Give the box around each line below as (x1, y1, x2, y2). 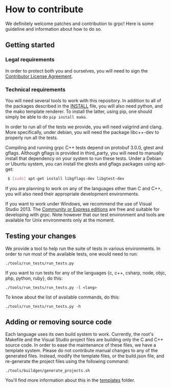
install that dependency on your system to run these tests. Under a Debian (5, 155, 162, 162)
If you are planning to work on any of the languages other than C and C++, (5, 185, 162, 191)
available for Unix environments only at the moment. (5, 217, 115, 223)
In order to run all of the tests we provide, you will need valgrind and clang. (5, 124, 163, 130)
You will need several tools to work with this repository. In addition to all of (5, 97, 162, 103)
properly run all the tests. (5, 134, 58, 141)
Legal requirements (5, 56, 55, 63)
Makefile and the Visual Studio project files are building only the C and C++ (5, 336, 164, 343)
